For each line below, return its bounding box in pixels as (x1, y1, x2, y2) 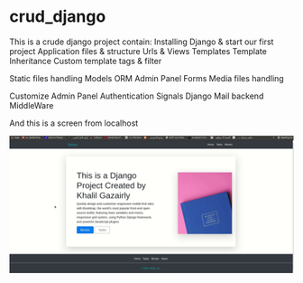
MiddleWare (9, 99, 54, 110)
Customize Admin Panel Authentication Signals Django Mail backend (9, 90, 264, 101)
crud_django (9, 6, 106, 27)
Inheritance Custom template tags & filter (9, 55, 162, 66)
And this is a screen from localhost (9, 118, 139, 128)
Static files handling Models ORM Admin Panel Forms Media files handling (9, 72, 284, 83)
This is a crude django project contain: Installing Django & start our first (9, 36, 274, 47)
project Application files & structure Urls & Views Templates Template (9, 45, 268, 56)
